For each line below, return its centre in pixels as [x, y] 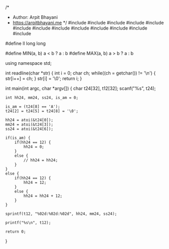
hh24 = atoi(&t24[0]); [29, 120]
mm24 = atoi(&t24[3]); [29, 124]
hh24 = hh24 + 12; [43, 196]
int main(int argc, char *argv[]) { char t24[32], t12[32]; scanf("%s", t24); [81, 88]
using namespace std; [29, 63]
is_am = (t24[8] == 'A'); [33, 107]
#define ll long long [25, 43]
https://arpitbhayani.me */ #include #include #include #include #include [88, 23]
